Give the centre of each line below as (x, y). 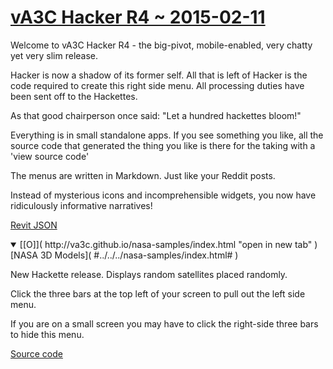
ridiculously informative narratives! (81, 205)
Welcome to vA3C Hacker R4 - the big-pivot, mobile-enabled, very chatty (161, 45)
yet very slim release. (54, 55)
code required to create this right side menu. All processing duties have (157, 85)
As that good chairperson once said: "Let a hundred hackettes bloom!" (156, 115)
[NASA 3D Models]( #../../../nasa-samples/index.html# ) (124, 255)
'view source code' (50, 156)
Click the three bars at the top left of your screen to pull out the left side (158, 293)
